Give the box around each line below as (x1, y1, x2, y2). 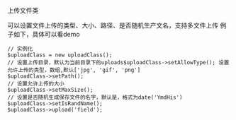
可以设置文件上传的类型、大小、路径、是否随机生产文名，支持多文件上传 (7, 21, 218, 30)
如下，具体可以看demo (13, 30, 80, 38)
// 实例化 (7, 45, 33, 52)
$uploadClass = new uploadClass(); (7, 52, 113, 59)
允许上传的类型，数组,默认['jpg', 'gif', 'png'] (7, 66, 141, 73)
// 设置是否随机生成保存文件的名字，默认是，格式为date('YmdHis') (7, 94, 183, 101)
